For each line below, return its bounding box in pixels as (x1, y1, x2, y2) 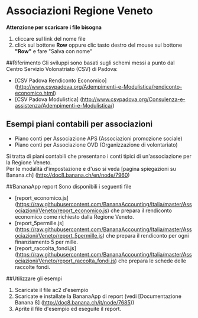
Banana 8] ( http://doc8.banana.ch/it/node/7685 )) (14, 298, 135, 306)
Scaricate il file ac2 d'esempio (14, 286, 89, 293)
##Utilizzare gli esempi (6, 275, 62, 282)
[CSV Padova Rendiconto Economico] (14, 77, 107, 84)
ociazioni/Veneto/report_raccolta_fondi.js (14, 257, 115, 264)
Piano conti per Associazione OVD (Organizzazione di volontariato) (14, 141, 178, 148)
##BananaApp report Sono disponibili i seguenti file (6, 183, 132, 190)
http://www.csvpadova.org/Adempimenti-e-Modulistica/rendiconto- (17, 83, 183, 90)
